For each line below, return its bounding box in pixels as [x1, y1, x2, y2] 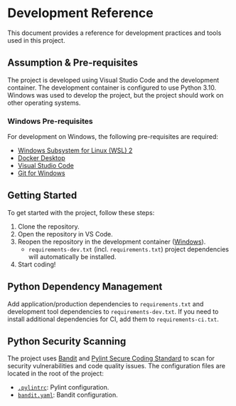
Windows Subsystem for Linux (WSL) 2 [17, 146, 133, 155]
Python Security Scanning [7, 335, 127, 348]
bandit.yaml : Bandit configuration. [17, 390, 119, 400]
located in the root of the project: [7, 369, 104, 378]
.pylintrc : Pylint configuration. [17, 383, 109, 392]
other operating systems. [7, 98, 81, 107]
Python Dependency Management [7, 281, 163, 293]
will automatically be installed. [28, 252, 117, 261]
